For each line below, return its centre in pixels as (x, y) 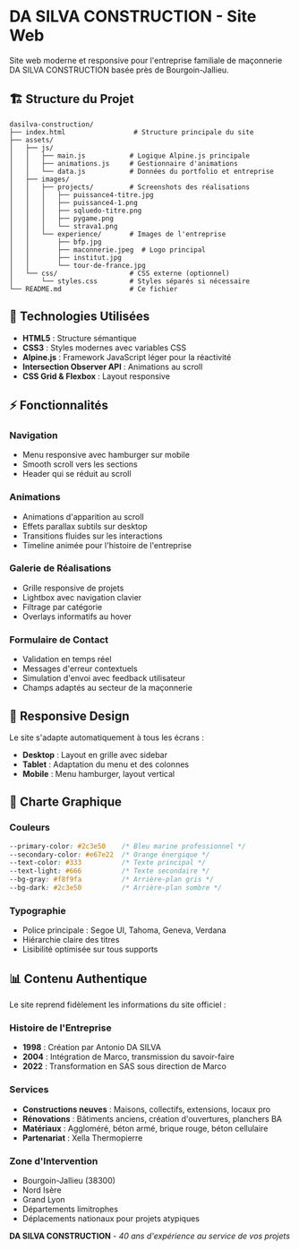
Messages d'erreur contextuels (80, 668)
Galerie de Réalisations (60, 568)
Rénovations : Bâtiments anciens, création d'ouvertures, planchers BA (152, 1118)
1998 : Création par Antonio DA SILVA (91, 1047)
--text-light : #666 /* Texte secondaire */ (110, 871)
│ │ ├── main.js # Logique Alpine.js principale (130, 155)
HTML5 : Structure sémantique (79, 338)
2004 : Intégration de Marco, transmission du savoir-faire (128, 1057)
